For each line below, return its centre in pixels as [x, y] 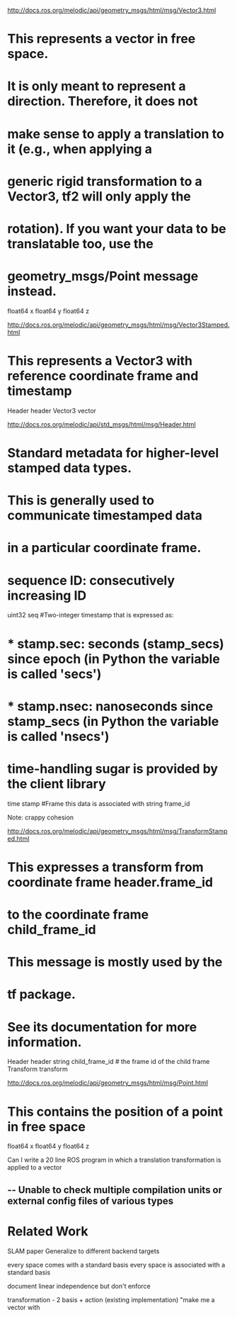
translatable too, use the [80, 243]
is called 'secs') [54, 674]
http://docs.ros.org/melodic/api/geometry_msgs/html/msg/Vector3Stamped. [118, 325]
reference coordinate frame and [103, 376]
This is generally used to [81, 501]
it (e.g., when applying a [80, 149]
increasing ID [47, 595]
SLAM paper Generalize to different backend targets [83, 1251]
